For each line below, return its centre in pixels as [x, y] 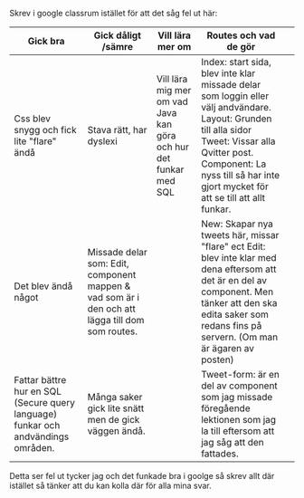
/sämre [118, 47]
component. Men [237, 292]
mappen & [109, 286]
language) [35, 414]
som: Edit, [108, 263]
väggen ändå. [117, 431]
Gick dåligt [118, 35]
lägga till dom [116, 320]
